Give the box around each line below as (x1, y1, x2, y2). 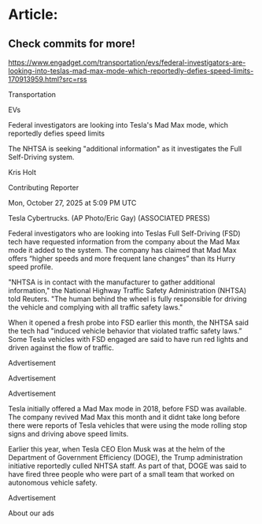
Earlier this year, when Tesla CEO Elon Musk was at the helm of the (8, 444, 226, 454)
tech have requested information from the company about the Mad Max (8, 237, 240, 246)
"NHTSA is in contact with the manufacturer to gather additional (8, 277, 216, 287)
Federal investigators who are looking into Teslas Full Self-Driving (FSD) (8, 229, 242, 238)
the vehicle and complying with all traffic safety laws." (8, 303, 183, 312)
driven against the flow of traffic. (8, 343, 114, 352)
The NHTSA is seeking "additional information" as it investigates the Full (8, 144, 242, 153)
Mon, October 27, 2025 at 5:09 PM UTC (8, 199, 137, 207)
